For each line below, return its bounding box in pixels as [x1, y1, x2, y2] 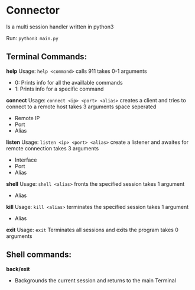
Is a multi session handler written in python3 [6, 23, 114, 30]
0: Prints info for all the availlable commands [14, 79, 123, 86]
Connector [6, 4, 60, 17]
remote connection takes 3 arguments [6, 144, 99, 152]
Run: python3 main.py [6, 34, 58, 41]
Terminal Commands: [6, 51, 87, 62]
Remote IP [14, 114, 40, 121]
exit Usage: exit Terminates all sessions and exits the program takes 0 [6, 226, 179, 233]
